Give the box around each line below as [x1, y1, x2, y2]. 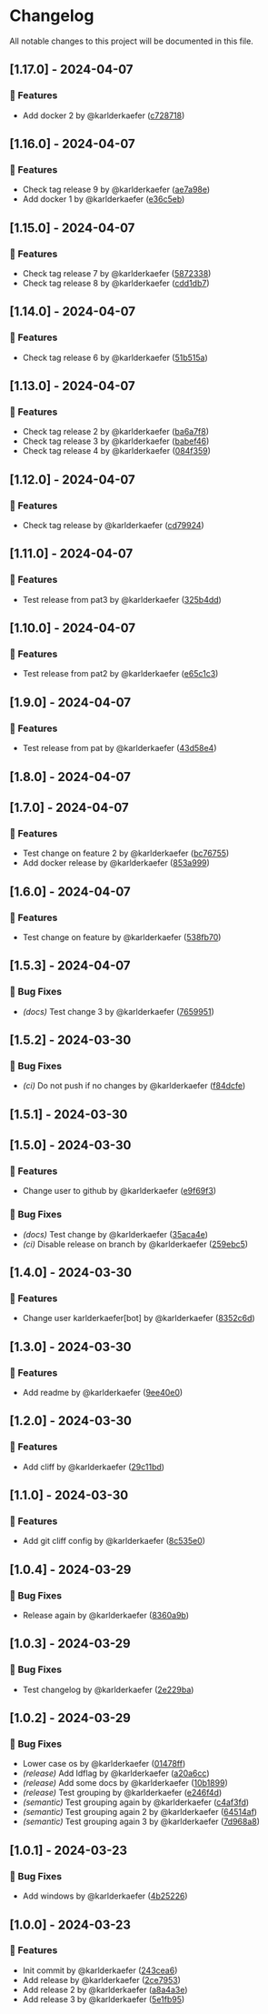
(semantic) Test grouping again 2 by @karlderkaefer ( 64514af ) [22, 1807, 257, 1818]
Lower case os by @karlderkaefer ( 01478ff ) [22, 1758, 186, 1769]
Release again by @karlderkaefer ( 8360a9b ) [22, 1610, 189, 1621]
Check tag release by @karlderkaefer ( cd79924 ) [22, 520, 204, 531]
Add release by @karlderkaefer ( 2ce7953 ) [22, 1974, 182, 1985]
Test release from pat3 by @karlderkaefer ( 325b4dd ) [22, 594, 223, 605]
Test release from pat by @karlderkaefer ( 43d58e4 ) [22, 743, 217, 754]
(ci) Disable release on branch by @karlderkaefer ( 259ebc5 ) [22, 1238, 248, 1249]
